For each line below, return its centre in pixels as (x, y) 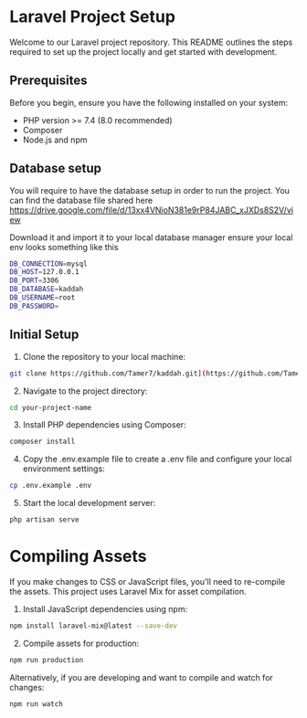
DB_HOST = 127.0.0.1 (44, 272)
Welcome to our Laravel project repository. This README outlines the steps (151, 42)
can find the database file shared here (81, 200)
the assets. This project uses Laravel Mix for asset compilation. (128, 591)
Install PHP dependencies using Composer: (104, 425)
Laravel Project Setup (93, 17)
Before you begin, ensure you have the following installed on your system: (149, 102)
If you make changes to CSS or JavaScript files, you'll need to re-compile (148, 581)
